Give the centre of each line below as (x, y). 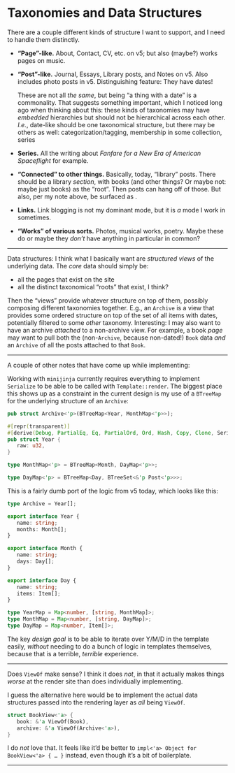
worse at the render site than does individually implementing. (95, 681)
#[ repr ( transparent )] (39, 426)
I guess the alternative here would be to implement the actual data (102, 695)
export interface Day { (42, 580)
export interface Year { (43, 516)
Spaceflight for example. (53, 160)
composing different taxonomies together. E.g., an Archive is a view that (111, 308)
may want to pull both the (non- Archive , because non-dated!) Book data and (116, 338)
